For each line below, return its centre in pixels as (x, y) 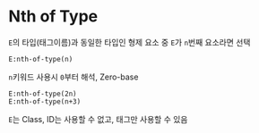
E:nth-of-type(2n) (43, 94)
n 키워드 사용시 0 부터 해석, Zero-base (73, 77)
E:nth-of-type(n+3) (45, 101)
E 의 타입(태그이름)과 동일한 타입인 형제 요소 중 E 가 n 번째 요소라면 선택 (129, 42)
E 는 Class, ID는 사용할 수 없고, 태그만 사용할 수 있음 (98, 119)
